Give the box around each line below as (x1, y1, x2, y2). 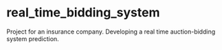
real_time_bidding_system (6, 5, 160, 21)
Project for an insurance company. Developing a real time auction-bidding (6, 27, 216, 36)
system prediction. (6, 34, 59, 42)
